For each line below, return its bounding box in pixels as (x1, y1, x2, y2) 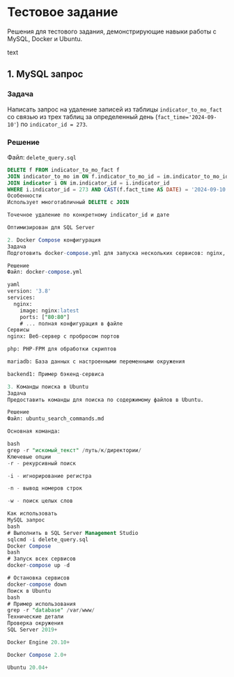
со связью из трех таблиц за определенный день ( (7, 112, 158, 120)
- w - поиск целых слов (7, 497, 73, 505)
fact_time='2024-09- (157, 114, 217, 120)
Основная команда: (7, 428, 61, 435)
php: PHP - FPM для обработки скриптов (7, 345, 117, 352)
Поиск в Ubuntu (7, 587, 52, 594)
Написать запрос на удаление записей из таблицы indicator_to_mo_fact (7, 105, 223, 114)
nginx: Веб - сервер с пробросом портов (7, 333, 120, 340)
